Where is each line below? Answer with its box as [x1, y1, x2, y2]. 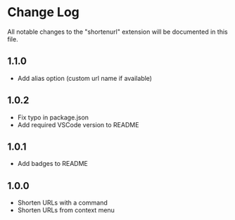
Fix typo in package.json [17, 113, 89, 122]
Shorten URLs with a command [17, 198, 108, 207]
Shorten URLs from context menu [17, 206, 115, 214]
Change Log [7, 4, 80, 20]
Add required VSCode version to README [17, 120, 139, 129]
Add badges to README [17, 160, 88, 168]
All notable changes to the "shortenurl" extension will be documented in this [7, 27, 228, 36]
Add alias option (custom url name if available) [17, 74, 153, 82]
